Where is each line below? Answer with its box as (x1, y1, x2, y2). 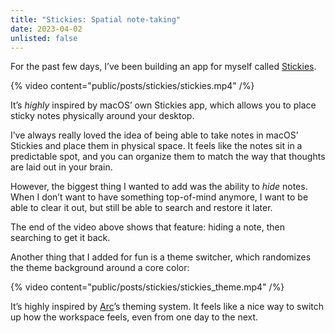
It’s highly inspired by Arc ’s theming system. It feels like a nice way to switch (10, 301, 325, 313)
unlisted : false (10, 33, 78, 43)
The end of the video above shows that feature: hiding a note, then (10, 221, 285, 233)
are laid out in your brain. (10, 161, 113, 173)
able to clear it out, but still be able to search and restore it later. (10, 202, 273, 214)
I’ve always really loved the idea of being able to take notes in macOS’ (10, 129, 299, 141)
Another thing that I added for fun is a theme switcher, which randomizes (10, 251, 312, 263)
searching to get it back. (10, 232, 111, 244)
